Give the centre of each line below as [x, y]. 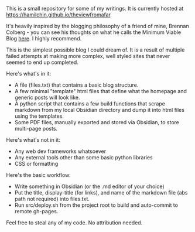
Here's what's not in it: [33, 140]
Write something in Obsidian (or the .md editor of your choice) [90, 186]
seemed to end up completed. [42, 62]
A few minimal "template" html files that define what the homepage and [101, 91]
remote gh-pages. [36, 211]
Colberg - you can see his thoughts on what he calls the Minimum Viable [94, 32]
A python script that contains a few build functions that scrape [90, 104]
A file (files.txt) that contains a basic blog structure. [76, 85]
